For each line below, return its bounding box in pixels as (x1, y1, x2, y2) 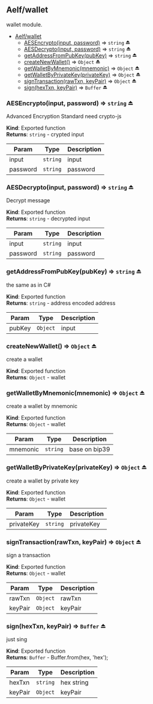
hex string (60, 679, 89, 687)
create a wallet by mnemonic (6, 403, 78, 410)
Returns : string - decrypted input (6, 215, 91, 222)
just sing (6, 636, 28, 643)
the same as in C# (6, 281, 51, 289)
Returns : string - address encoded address (6, 299, 116, 307)
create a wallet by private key (6, 477, 79, 484)
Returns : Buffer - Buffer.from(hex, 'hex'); (6, 654, 109, 661)
